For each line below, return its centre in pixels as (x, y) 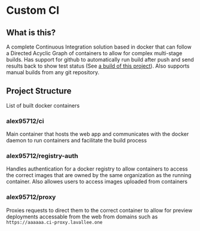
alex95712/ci (25, 121)
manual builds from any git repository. (53, 72)
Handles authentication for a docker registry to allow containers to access (97, 169)
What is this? (31, 33)
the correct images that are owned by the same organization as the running (99, 175)
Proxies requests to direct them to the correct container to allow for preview (99, 210)
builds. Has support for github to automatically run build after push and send (100, 60)
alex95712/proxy (31, 197)
